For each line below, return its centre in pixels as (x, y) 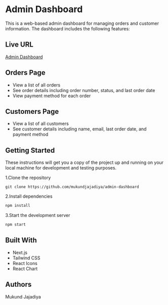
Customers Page (32, 112)
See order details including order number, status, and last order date (84, 90)
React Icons (25, 263)
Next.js (20, 252)
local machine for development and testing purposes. (61, 168)
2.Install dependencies (29, 196)
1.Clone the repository (28, 178)
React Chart (25, 269)
